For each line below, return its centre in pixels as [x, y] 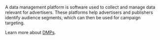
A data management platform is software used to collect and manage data [80, 7]
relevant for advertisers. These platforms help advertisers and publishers [79, 12]
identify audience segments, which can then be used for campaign [73, 18]
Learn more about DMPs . [31, 32]
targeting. [15, 23]
